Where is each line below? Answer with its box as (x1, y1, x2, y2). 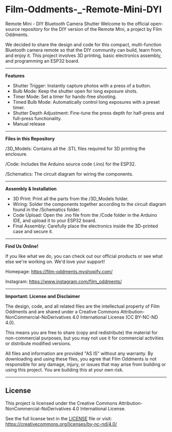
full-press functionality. (12, 115, 62, 121)
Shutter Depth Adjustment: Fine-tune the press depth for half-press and (12, 109, 165, 116)
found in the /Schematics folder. (12, 206, 81, 213)
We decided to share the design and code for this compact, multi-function (5, 41, 162, 47)
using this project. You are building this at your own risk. (5, 366, 124, 373)
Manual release (12, 121, 46, 127)
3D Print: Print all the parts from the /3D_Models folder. (12, 195, 129, 201)
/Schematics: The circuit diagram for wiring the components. (5, 171, 134, 177)
